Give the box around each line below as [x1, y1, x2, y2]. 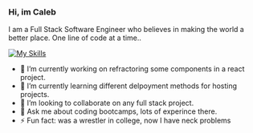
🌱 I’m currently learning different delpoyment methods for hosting [19, 81, 238, 91]
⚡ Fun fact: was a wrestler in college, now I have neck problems [19, 115, 231, 126]
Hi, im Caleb [8, 6, 56, 18]
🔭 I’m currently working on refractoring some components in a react [19, 64, 245, 74]
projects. [19, 90, 50, 99]
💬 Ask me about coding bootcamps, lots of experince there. [19, 107, 218, 116]
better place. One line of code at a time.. [8, 33, 142, 42]
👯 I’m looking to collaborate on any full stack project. [19, 99, 194, 108]
